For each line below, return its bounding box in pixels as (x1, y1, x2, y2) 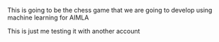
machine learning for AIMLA (7, 13, 89, 22)
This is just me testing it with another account (7, 27, 140, 35)
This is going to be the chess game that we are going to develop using (7, 6, 213, 14)
